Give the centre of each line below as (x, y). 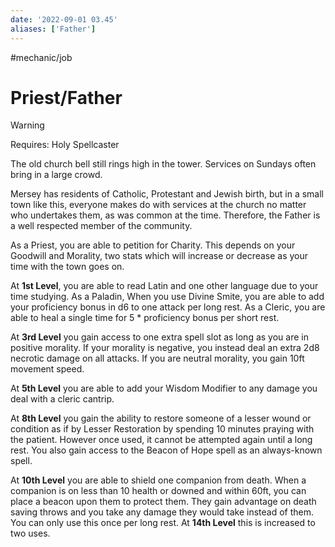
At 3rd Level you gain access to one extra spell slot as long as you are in (159, 337)
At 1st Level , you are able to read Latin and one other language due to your (164, 286)
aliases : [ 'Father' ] (53, 29)
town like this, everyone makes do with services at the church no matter (158, 205)
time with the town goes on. (67, 267)
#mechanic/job (41, 57)
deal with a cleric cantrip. (62, 399)
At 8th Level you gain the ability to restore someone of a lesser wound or (161, 418)
